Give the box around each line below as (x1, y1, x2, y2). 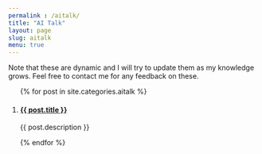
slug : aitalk (8, 33, 52, 42)
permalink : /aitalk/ (8, 11, 80, 20)
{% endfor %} (19, 138, 66, 148)
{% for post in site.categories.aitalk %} (19, 87, 147, 96)
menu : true (8, 41, 45, 49)
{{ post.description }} (19, 122, 90, 132)
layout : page (8, 26, 52, 34)
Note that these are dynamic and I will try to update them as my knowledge (8, 63, 255, 72)
